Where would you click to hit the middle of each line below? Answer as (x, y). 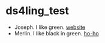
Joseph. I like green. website (50, 27)
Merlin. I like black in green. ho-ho (57, 33)
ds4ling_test (37, 11)
